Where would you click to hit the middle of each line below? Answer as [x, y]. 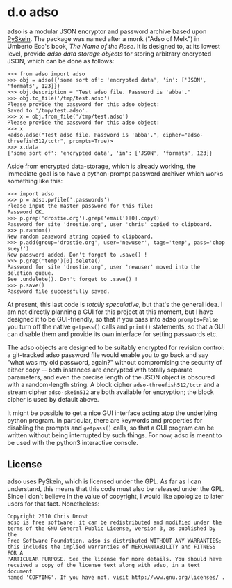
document [20, 571]
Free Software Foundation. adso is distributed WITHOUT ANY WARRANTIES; [115, 541]
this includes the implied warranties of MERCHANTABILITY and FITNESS [111, 547]
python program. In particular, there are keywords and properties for [105, 420]
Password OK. [26, 212]
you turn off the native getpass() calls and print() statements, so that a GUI [116, 326]
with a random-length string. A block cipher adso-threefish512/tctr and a [114, 384]
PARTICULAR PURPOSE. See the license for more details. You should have [115, 559]
